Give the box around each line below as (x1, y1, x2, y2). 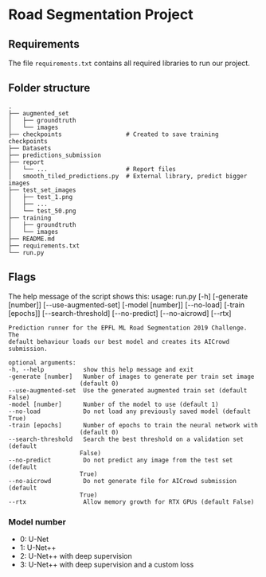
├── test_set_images (8, 185, 77, 194)
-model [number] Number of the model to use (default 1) (8, 400, 219, 408)
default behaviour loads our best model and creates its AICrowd (8, 337, 229, 345)
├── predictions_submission (8, 151, 102, 159)
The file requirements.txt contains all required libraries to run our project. (8, 58, 251, 68)
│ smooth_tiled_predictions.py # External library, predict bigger (8, 172, 248, 180)
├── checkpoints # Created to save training (8, 130, 219, 138)
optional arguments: (8, 358, 77, 367)
